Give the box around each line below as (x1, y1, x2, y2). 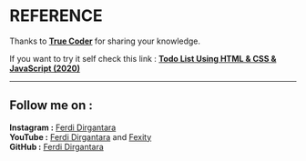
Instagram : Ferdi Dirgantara (9, 122, 117, 133)
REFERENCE (9, 5, 103, 26)
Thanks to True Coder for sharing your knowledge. (9, 35, 201, 46)
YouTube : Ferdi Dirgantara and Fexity (9, 131, 152, 142)
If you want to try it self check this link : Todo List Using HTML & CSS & (9, 53, 277, 64)
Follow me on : (9, 97, 93, 114)
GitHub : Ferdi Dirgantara (9, 141, 105, 152)
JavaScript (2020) (9, 63, 80, 74)
